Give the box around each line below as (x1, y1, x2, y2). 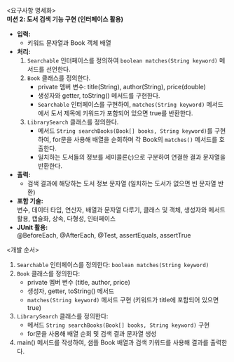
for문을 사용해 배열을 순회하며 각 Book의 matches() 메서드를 (53, 136, 218, 143)
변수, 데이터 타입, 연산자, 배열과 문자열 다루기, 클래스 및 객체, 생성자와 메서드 (16, 206, 226, 214)
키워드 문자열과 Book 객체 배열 (27, 39, 111, 47)
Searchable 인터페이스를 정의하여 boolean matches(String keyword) (27, 56, 218, 65)
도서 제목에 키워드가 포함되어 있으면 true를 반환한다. (50, 109, 193, 117)
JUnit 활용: (16, 224, 48, 231)
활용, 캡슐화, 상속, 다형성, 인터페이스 (16, 214, 116, 223)
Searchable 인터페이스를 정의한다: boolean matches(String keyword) (16, 261, 209, 269)
